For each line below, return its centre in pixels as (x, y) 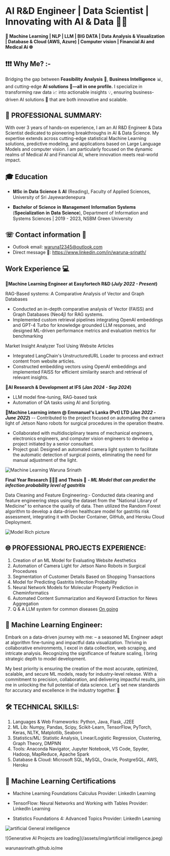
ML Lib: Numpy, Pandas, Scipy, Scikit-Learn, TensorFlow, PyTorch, (82, 727)
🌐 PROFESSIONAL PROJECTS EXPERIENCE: (76, 548)
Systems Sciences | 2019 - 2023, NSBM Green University (73, 218)
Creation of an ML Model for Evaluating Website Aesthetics (74, 560)
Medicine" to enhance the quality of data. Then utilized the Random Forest (83, 506)
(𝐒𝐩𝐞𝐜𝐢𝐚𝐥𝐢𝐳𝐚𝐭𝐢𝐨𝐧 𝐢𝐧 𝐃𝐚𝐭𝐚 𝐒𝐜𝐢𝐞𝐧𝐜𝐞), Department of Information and (80, 213)
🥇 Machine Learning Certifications (61, 781)
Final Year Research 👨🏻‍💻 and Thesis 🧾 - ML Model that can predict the (81, 480)
